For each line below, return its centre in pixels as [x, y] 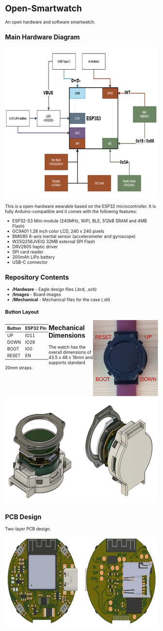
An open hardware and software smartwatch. [50, 22]
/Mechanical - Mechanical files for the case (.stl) [61, 299]
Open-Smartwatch [44, 9]
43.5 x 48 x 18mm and [71, 358]
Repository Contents [37, 278]
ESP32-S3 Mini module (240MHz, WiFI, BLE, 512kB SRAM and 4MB [79, 221]
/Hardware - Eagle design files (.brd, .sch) [54, 289]
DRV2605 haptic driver [35, 247]
